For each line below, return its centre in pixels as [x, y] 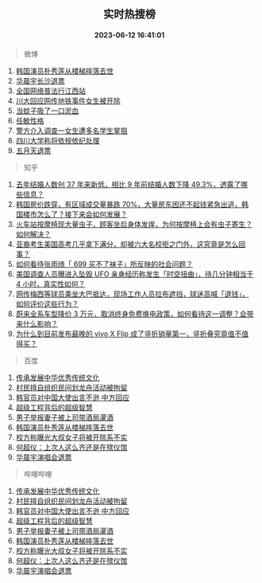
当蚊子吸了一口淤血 [47, 111]
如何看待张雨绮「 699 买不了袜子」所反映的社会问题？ [104, 264]
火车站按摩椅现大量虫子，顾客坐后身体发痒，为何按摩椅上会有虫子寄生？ [134, 224]
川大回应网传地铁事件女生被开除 [68, 100]
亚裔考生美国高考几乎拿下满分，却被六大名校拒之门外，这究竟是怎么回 [131, 244]
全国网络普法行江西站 [50, 91]
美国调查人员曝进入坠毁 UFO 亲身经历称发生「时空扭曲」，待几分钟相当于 [135, 274]
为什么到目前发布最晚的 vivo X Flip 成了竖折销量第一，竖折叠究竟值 [125, 334]
